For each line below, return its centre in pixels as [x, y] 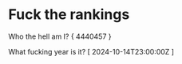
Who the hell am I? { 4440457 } [60, 36]
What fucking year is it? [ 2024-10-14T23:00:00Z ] [91, 51]
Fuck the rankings [69, 15]
